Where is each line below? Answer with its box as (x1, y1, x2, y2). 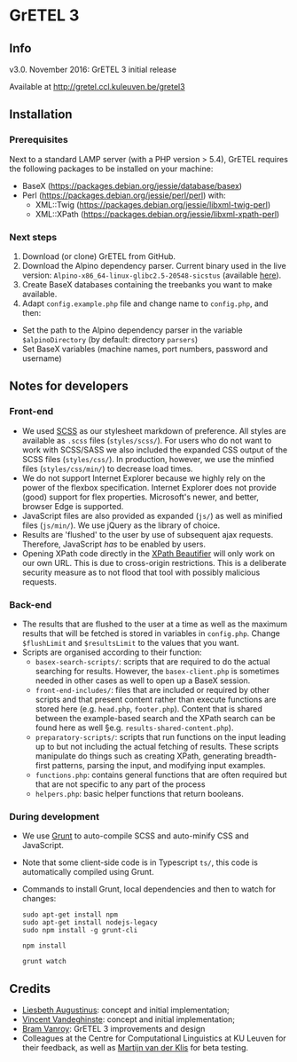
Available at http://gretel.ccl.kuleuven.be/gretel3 (9, 82, 185, 91)
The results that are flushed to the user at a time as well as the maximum (21, 618, 288, 629)
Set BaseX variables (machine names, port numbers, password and (21, 343, 269, 354)
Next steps (9, 231, 58, 243)
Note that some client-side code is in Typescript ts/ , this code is (21, 857, 259, 868)
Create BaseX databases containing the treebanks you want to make (21, 279, 273, 289)
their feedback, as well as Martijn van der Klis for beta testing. (21, 1042, 249, 1053)
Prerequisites (9, 134, 68, 146)
